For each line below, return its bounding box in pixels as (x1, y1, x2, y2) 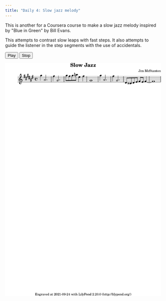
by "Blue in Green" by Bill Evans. (5, 27, 71, 33)
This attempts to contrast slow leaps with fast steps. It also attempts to (5, 37, 149, 43)
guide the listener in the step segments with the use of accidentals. (5, 42, 142, 48)
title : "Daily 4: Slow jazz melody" (5, 8, 81, 13)
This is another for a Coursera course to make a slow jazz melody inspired (5, 22, 157, 28)
